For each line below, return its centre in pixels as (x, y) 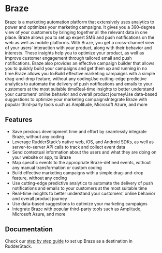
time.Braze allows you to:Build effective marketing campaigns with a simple (80, 73)
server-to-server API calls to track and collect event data (69, 147)
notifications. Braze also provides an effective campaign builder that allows (80, 63)
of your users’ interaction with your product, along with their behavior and (79, 48)
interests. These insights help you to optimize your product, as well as (74, 53)
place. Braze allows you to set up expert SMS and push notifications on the (80, 37)
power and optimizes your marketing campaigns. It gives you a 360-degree (80, 27)
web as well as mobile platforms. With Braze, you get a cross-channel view (80, 42)
